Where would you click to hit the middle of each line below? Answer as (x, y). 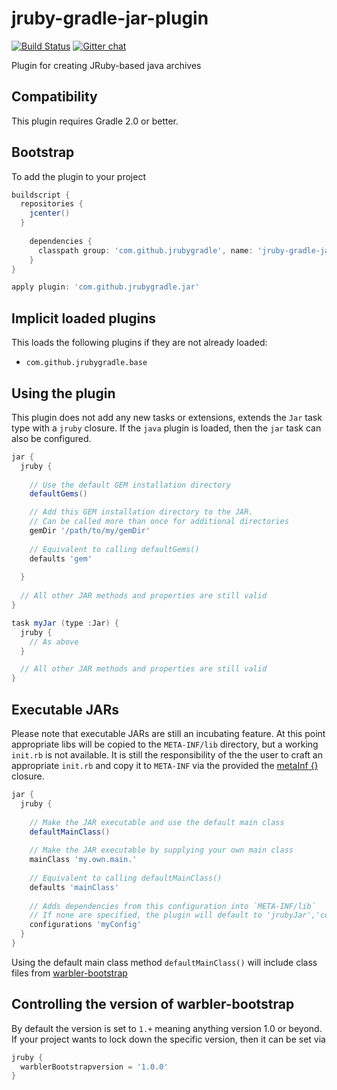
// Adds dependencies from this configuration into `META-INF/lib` (172, 906)
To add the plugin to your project (78, 176)
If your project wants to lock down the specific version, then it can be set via (168, 1039)
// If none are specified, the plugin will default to (146, 915)
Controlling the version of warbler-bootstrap (153, 1004)
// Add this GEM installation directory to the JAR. (141, 512)
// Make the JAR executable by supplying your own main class (161, 850)
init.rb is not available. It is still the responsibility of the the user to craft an (167, 755)
